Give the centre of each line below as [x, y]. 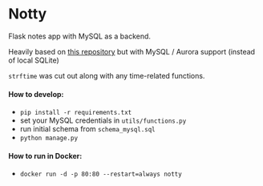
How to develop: [36, 94]
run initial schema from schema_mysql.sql [88, 129]
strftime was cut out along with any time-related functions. [107, 75]
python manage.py [49, 138]
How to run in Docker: [45, 156]
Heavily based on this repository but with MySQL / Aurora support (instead [131, 51]
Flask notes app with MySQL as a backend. [79, 36]
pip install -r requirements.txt [76, 113]
